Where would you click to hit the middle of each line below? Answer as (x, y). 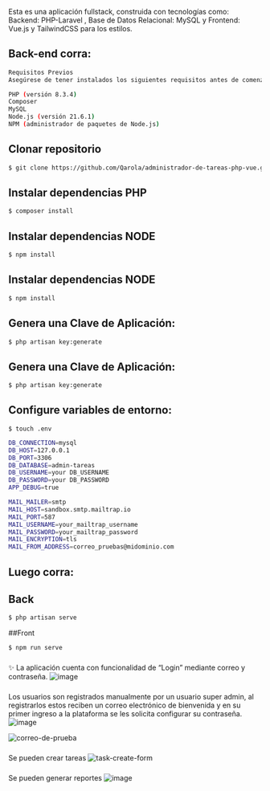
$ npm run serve (35, 648)
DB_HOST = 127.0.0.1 (39, 450)
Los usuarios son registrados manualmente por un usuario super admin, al (131, 696)
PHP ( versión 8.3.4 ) (43, 94)
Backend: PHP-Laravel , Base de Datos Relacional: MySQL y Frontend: (124, 20)
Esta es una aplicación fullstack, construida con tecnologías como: (119, 12)
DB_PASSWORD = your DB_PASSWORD (59, 480)
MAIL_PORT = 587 (32, 517)
